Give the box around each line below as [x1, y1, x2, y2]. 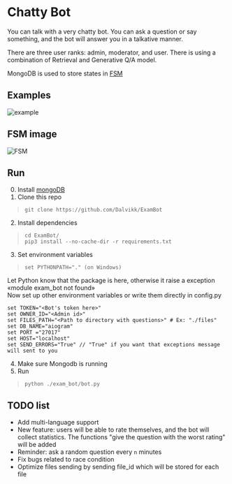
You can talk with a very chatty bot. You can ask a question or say [7, 27, 197, 36]
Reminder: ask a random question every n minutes [17, 448, 162, 456]
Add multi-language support [17, 418, 99, 427]
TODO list [7, 399, 50, 411]
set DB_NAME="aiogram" [7, 323, 73, 330]
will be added [17, 441, 57, 449]
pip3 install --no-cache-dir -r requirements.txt [24, 238, 173, 245]
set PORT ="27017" [7, 329, 61, 336]
